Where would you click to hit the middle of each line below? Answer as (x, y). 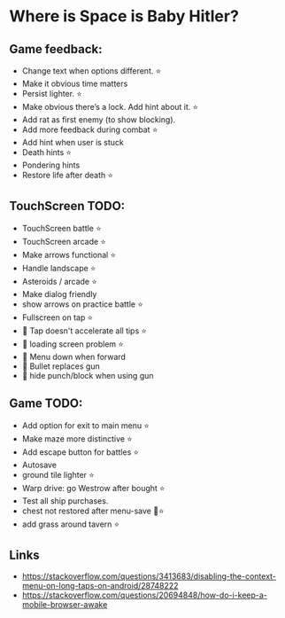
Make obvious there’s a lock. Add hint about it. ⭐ (110, 107)
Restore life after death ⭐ (67, 175)
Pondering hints (51, 165)
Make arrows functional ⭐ (69, 254)
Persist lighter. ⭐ (52, 94)
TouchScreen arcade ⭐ (64, 241)
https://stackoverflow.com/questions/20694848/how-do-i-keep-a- (145, 595)
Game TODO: (46, 404)
